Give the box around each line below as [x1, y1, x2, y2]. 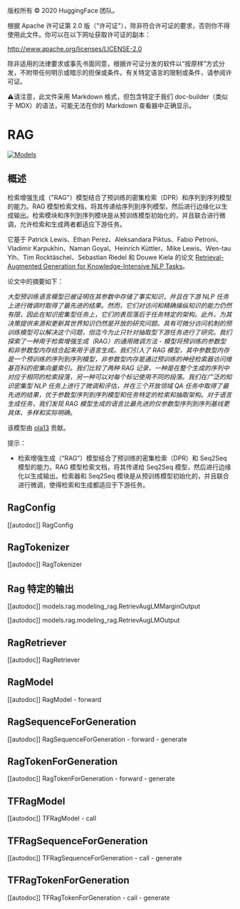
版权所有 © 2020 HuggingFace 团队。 [7, 6, 119, 14]
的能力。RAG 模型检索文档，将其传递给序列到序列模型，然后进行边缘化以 [7, 202, 222, 211]
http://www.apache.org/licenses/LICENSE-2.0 [7, 45, 142, 53]
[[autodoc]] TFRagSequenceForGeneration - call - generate [7, 854, 182, 863]
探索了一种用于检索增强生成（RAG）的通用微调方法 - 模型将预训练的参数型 [7, 336, 226, 345]
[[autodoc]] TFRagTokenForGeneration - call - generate [7, 893, 170, 902]
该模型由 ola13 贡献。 [7, 423, 70, 432]
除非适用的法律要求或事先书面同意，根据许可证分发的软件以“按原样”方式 [7, 59, 219, 68]
